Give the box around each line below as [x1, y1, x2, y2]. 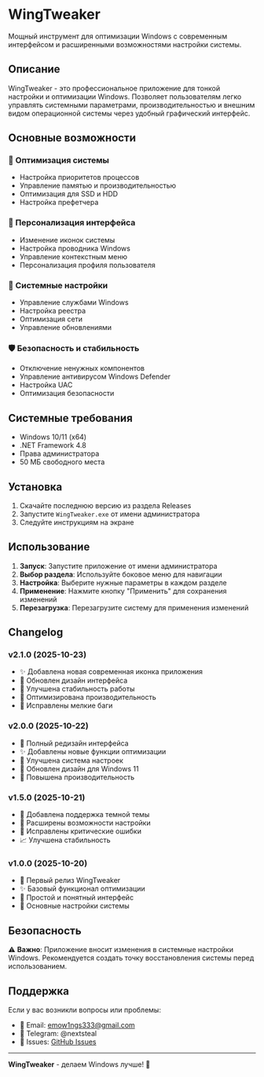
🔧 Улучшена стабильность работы [19, 684, 135, 694]
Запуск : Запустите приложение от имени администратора [19, 561, 218, 570]
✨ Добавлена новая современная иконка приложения [19, 667, 203, 676]
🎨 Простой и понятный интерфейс [19, 893, 134, 903]
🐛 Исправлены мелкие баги [19, 701, 113, 710]
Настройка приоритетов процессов [19, 173, 140, 182]
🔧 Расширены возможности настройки [19, 819, 151, 828]
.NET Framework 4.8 [19, 441, 86, 450]
